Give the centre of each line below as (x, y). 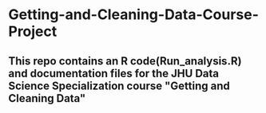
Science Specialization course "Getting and (119, 86)
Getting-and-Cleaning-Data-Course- (134, 15)
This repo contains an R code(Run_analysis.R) (125, 61)
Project (33, 31)
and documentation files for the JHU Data (114, 73)
